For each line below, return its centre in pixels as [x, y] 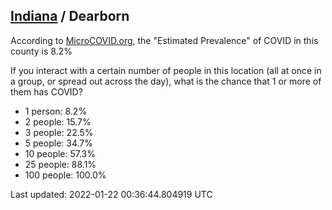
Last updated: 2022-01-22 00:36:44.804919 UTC [111, 194]
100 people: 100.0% [65, 175]
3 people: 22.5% [59, 132]
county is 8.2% [41, 51]
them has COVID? [46, 91]
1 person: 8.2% [56, 111]
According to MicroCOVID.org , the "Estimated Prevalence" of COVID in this [164, 40]
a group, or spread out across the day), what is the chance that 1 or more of [166, 81]
